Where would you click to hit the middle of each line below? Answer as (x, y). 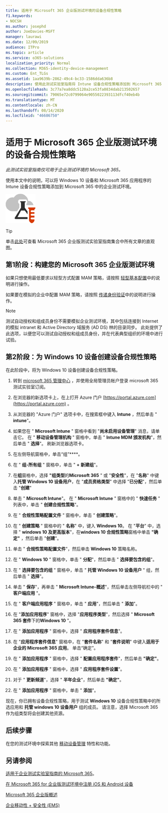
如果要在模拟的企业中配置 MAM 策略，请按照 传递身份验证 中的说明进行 (79, 295)
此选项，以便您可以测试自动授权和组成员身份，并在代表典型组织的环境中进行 (84, 333)
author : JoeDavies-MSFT (30, 32)
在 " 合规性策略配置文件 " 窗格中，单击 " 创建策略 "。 (67, 515)
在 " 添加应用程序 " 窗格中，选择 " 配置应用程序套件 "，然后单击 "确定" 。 (87, 658)
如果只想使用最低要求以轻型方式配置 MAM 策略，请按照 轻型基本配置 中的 (81, 278)
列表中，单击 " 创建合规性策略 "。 (47, 504)
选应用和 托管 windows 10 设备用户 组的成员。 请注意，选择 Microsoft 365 (82, 707)
